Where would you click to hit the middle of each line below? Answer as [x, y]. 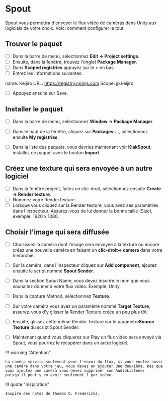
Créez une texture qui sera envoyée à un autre [79, 169]
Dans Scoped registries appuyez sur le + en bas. [64, 67]
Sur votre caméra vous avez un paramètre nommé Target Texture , [81, 306]
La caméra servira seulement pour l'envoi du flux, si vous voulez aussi [84, 362]
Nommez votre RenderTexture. [44, 199]
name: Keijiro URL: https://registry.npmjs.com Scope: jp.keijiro [69, 83]
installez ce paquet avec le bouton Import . [56, 153]
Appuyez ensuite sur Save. [40, 93]
